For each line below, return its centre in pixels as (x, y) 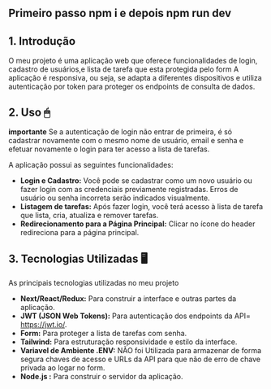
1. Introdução (42, 41)
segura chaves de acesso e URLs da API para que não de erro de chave (140, 359)
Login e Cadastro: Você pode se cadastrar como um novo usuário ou (136, 181)
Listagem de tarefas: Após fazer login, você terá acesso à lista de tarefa (142, 207)
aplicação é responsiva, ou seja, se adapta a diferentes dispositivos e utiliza (135, 78)
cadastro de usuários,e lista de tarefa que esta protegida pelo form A (124, 69)
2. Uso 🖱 (30, 112)
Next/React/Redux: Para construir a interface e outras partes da (128, 298)
